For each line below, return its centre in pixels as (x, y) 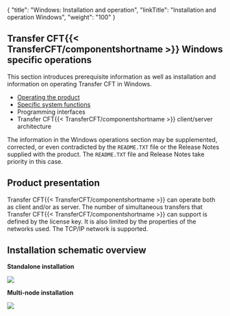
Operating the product (48, 97)
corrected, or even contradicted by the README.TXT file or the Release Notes (113, 147)
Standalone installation (41, 267)
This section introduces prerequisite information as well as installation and (112, 76)
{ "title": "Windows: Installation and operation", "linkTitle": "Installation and (112, 10)
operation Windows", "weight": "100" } (61, 17)
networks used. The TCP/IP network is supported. (78, 228)
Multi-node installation (40, 293)
